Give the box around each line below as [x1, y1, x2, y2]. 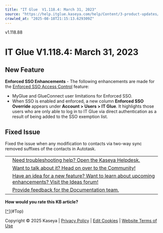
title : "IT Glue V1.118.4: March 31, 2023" [5, 7, 97, 12]
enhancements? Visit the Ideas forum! [12, 179, 98, 185]
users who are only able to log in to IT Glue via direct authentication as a [12, 109, 157, 115]
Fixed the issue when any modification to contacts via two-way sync [5, 141, 142, 147]
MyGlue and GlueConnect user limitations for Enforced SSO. [12, 93, 132, 99]
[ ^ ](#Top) [5, 208, 24, 214]
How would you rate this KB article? [5, 199, 79, 205]
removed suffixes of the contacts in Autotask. [5, 146, 96, 152]
